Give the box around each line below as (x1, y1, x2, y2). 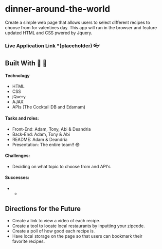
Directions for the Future (5, 205, 81, 213)
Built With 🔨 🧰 (5, 59, 47, 68)
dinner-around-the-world (5, 3, 110, 15)
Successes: (5, 175, 30, 180)
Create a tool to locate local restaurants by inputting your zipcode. (12, 223, 145, 229)
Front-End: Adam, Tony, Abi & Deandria (12, 126, 91, 132)
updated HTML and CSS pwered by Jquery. (5, 30, 92, 36)
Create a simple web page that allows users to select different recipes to (5, 19, 150, 25)
